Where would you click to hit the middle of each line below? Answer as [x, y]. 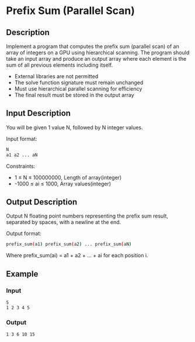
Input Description [39, 113]
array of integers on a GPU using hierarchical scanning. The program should [98, 53]
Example [22, 274]
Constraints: [21, 166]
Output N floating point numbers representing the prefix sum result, [87, 216]
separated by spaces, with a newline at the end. [64, 222]
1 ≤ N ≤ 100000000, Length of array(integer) [68, 177]
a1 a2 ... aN [22, 155]
